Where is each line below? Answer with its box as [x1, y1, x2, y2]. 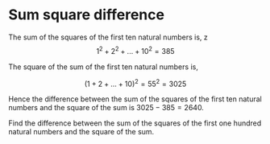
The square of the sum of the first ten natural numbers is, [8, 62, 199, 72]
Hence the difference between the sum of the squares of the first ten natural [8, 94, 262, 104]
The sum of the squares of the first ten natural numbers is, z [8, 32, 208, 42]
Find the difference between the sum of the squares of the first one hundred [8, 118, 262, 128]
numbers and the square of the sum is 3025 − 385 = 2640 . [8, 103, 204, 113]
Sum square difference [8, 6, 165, 24]
